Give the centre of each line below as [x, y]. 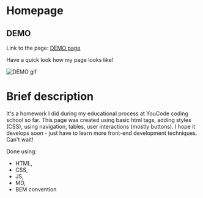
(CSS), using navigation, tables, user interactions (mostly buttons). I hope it [101, 126]
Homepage [35, 11]
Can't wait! [20, 139]
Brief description [50, 97]
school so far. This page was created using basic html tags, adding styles [99, 120]
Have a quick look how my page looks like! [60, 60]
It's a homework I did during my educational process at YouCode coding [97, 113]
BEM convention [36, 189]
